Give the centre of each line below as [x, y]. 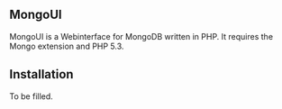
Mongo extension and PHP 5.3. [67, 46]
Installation [41, 74]
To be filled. [32, 96]
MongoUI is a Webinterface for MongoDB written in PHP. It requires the [141, 36]
